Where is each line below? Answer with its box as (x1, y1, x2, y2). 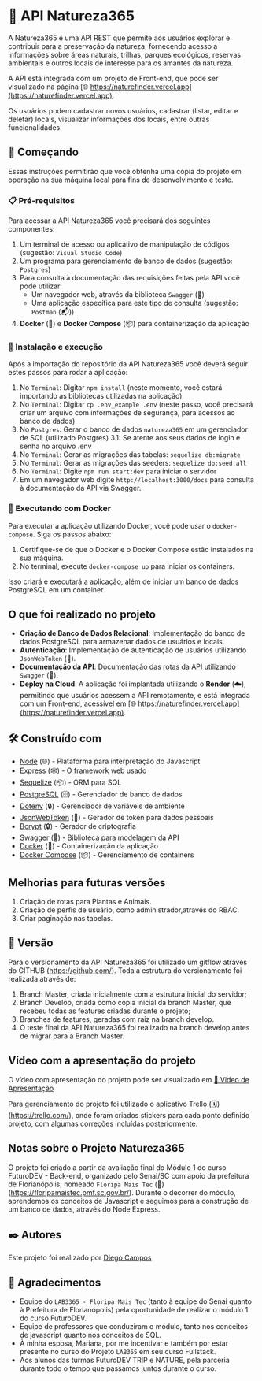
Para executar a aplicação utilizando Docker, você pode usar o (8, 521, 211, 530)
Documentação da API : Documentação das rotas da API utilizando (19, 662, 236, 672)
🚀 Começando (8, 146, 79, 159)
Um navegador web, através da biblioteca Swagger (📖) (31, 290, 205, 299)
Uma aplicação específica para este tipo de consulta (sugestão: (31, 299, 238, 308)
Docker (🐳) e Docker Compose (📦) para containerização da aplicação (19, 319, 250, 329)
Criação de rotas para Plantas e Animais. (19, 897, 152, 907)
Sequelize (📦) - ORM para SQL (19, 778, 122, 787)
